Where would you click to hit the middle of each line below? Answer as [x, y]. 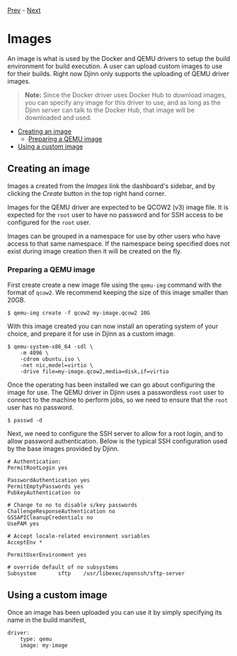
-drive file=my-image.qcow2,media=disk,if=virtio [95, 372]
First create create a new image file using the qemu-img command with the [115, 285]
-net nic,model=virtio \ [57, 366]
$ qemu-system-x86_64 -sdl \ [50, 347]
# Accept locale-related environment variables [79, 536]
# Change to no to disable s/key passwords [73, 505]
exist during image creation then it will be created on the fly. [95, 251]
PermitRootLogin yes [38, 468]
